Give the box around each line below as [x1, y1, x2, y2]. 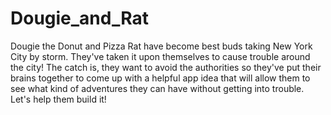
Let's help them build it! [10, 93, 107, 105]
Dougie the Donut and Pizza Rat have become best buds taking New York [10, 40, 313, 52]
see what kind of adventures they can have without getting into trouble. [10, 82, 305, 94]
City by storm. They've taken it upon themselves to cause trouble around [10, 50, 311, 62]
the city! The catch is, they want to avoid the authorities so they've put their [10, 61, 322, 73]
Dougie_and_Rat [10, 7, 149, 30]
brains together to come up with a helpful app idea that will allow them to [10, 72, 311, 84]
